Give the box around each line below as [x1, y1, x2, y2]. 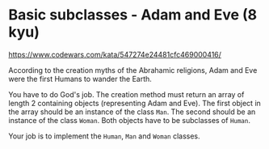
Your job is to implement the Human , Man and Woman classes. [8, 131, 200, 141]
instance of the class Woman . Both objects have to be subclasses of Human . [8, 115, 250, 125]
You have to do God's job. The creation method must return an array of [8, 89, 245, 99]
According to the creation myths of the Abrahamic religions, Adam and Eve [8, 65, 258, 74]
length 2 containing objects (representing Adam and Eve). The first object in [8, 98, 261, 108]
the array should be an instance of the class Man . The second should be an [8, 107, 256, 117]
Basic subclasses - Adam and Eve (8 [8, 6, 258, 24]
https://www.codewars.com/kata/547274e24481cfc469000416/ [8, 49, 222, 59]
